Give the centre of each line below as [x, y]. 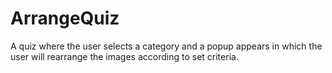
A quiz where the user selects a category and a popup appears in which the [166, 46]
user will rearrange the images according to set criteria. [124, 56]
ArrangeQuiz [65, 18]
